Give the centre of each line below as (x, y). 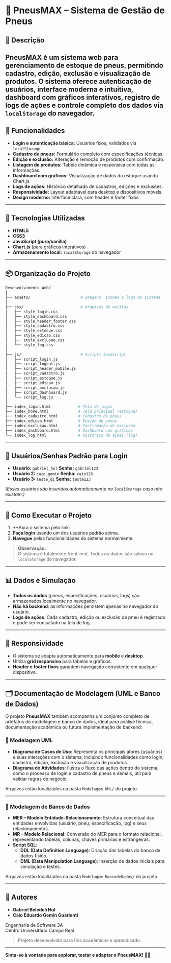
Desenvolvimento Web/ (28, 288)
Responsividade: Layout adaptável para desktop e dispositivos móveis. (88, 192)
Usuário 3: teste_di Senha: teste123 (52, 479)
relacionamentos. (31, 829)
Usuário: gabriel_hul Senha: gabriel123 (55, 468)
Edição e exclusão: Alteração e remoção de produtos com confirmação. (88, 159)
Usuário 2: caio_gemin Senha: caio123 (53, 474)
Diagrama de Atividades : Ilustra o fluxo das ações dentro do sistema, (85, 768)
